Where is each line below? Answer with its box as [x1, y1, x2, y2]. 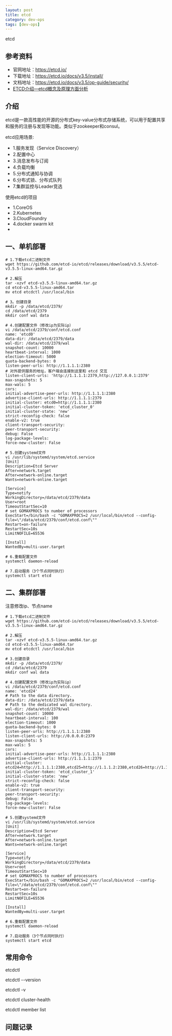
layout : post [5, 7, 33, 13]
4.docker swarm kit [12, 221, 54, 227]
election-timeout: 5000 [5, 354, 56, 359]
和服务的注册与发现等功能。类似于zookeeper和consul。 [5, 123, 123, 129]
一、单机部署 [5, 242, 46, 251]
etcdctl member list [5, 1007, 46, 1013]
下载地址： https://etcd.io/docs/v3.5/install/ [12, 73, 103, 79]
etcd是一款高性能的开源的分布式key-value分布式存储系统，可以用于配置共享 [5, 116, 165, 123]
